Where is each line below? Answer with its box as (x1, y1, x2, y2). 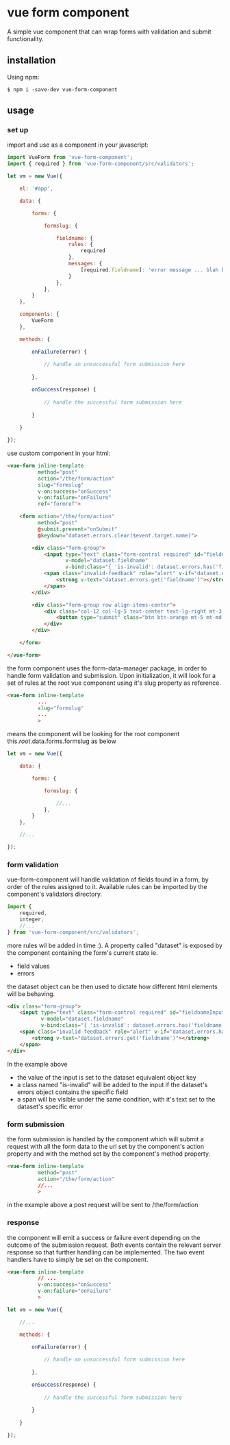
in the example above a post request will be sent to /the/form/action (7, 1201, 199, 1209)
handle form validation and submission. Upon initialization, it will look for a (7, 671, 216, 679)
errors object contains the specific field (16, 1088, 129, 1096)
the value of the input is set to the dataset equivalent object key (16, 1073, 196, 1081)
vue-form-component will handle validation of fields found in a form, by (7, 875, 209, 884)
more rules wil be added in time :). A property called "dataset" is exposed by (7, 941, 222, 949)
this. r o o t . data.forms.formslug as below (7, 737, 116, 745)
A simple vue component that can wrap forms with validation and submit (7, 27, 212, 36)
